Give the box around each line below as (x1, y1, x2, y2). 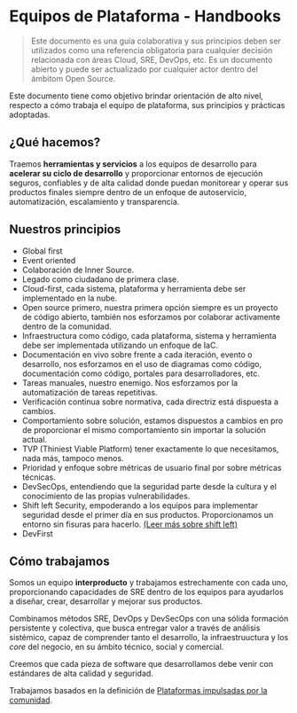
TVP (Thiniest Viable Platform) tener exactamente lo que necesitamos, (21, 443, 279, 454)
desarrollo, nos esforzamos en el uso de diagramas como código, (21, 358, 262, 369)
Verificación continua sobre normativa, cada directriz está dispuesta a (21, 396, 279, 407)
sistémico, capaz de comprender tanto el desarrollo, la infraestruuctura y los (9, 632, 289, 643)
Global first (21, 246, 63, 256)
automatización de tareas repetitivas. (21, 387, 158, 397)
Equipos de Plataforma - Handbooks (9, 6, 282, 27)
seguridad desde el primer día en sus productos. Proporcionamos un (21, 509, 274, 520)
